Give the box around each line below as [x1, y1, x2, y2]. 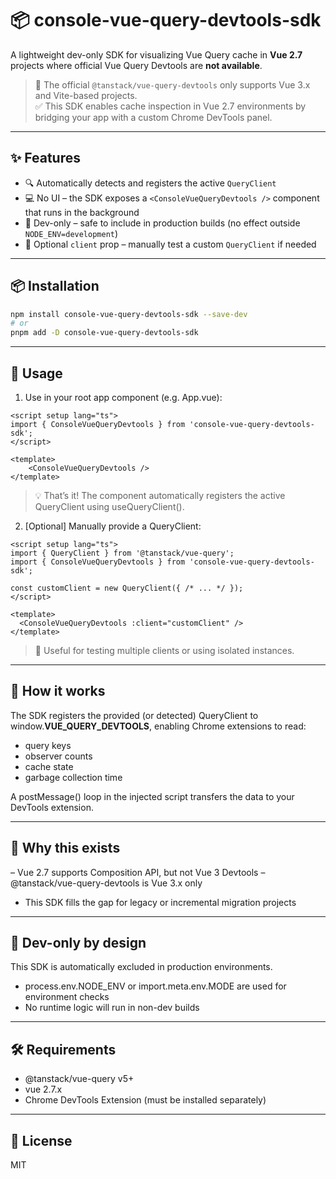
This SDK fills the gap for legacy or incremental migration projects [24, 896, 297, 908]
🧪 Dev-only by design [10, 935, 147, 952]
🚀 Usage [10, 365, 63, 382]
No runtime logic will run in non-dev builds [24, 1002, 200, 1014]
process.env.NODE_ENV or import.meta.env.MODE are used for [24, 980, 287, 992]
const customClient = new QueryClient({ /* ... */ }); [10, 583, 244, 593]
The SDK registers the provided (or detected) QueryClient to [10, 709, 259, 721]
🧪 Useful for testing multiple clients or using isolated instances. [34, 645, 295, 656]
